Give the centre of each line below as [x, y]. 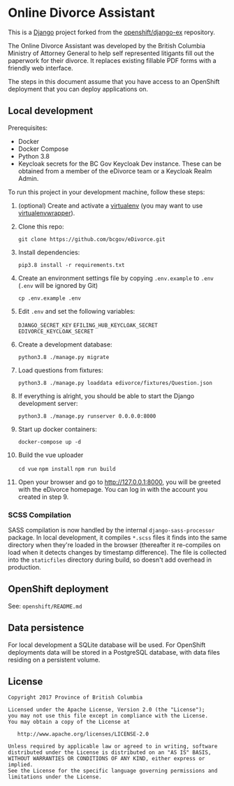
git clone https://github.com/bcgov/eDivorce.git [92, 239]
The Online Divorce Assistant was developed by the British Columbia [107, 45]
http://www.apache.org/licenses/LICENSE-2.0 [83, 734]
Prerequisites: [28, 128]
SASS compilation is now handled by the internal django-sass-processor [111, 530]
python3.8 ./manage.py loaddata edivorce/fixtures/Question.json [115, 383]
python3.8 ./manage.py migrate [64, 357]
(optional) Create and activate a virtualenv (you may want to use [110, 205]
